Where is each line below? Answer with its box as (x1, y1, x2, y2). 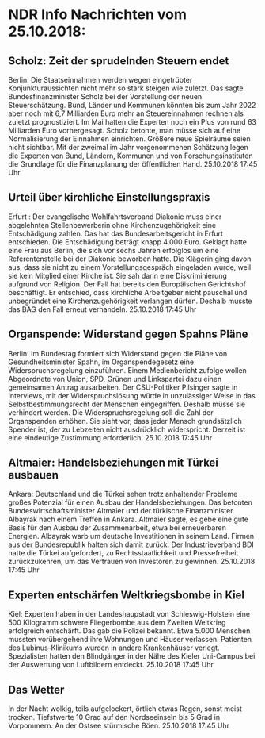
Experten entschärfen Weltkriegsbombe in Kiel (8, 588, 245, 602)
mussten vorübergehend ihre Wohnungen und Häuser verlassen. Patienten (8, 635, 252, 644)
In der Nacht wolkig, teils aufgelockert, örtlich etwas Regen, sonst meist (8, 704, 243, 713)
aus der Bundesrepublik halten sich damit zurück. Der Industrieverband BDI (8, 540, 255, 549)
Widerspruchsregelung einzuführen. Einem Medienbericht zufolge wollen (8, 365, 247, 375)
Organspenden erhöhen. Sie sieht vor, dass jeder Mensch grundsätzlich (8, 416, 243, 425)
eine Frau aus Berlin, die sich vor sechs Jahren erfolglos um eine (8, 245, 219, 255)
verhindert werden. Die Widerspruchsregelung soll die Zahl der (8, 407, 214, 417)
